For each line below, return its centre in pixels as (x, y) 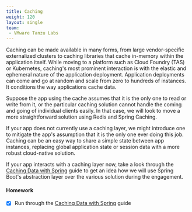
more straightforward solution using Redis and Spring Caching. (82, 117)
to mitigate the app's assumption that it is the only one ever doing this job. (95, 134)
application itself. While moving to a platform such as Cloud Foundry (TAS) (95, 62)
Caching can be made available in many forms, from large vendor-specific (95, 50)
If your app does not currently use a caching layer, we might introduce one (96, 128)
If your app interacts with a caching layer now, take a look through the (90, 165)
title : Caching (25, 11)
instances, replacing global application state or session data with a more (93, 147)
